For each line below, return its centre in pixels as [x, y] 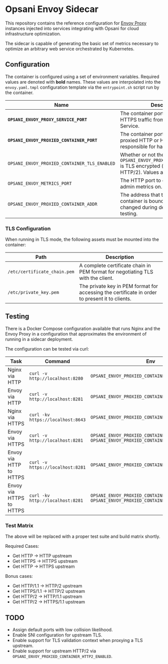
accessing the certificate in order [118, 292]
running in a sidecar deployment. [39, 339]
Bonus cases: [19, 576]
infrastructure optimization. [33, 34]
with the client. [96, 278]
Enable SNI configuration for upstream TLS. [57, 635]
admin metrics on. [141, 186]
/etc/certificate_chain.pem [41, 272]
